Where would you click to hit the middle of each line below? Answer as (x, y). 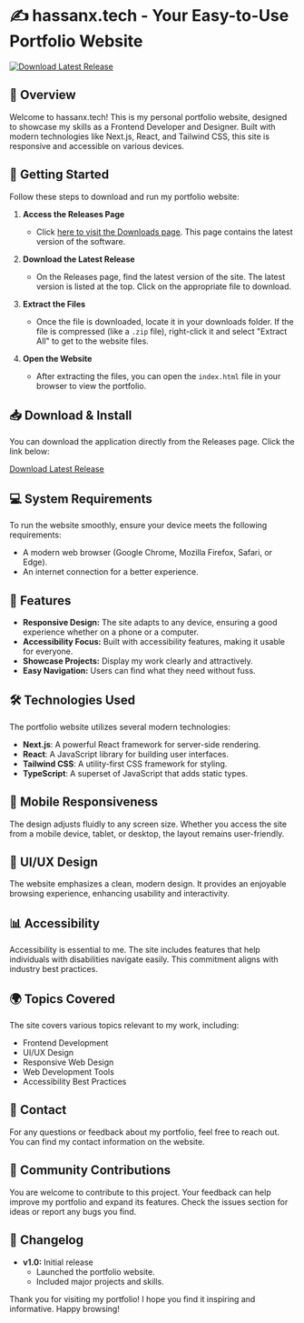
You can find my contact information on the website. (108, 1141)
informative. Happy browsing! (64, 1308)
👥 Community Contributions (90, 1171)
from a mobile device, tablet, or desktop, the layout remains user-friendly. (147, 833)
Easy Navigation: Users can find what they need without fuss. (139, 671)
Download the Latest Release (78, 259)
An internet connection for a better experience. (110, 572)
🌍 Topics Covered (62, 999)
